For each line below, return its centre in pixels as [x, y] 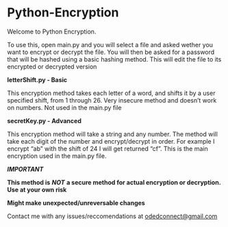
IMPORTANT [25, 169]
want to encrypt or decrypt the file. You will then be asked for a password [111, 52]
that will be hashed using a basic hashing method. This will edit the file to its [114, 59]
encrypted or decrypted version [52, 66]
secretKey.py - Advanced [45, 120]
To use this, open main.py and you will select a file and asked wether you [110, 44]
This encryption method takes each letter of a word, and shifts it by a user [111, 93]
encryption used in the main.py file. [57, 156]
